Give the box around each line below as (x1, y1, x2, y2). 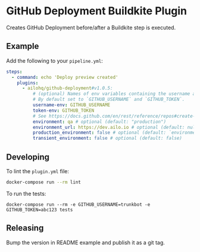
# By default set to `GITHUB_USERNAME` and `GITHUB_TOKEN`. (32, 97, 185, 103)
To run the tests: (6, 190, 46, 197)
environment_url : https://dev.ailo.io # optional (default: (32, 124, 185, 130)
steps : (6, 69, 23, 75)
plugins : (17, 79, 39, 86)
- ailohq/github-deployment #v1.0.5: (21, 85, 113, 91)
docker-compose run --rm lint (6, 179, 82, 185)
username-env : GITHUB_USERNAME (32, 102, 111, 108)
